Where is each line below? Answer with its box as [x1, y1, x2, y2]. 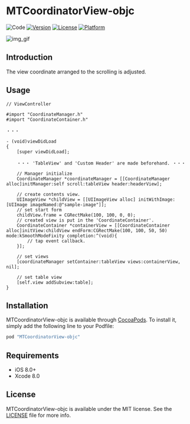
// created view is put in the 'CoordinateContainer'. [17, 217, 155, 223]
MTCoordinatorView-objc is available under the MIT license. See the [6, 405, 172, 412]
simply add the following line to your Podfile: [6, 323, 114, 330]
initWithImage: [137, 197, 176, 203]
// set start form [17, 207, 62, 213]
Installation [6, 300, 48, 310]
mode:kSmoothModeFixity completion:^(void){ [6, 233, 117, 239]
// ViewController [6, 101, 51, 107]
